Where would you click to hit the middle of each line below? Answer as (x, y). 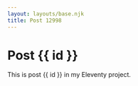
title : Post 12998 (34, 20)
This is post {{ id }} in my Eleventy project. (69, 75)
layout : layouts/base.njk (46, 14)
